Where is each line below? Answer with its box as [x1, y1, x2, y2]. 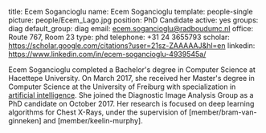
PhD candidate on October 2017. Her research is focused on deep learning [8, 99, 255, 108]
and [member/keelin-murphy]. [43, 116, 143, 125]
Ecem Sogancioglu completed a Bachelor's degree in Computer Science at [8, 65, 256, 75]
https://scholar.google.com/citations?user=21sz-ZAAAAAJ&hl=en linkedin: [8, 41, 256, 50]
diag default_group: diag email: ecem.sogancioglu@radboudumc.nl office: [8, 24, 254, 33]
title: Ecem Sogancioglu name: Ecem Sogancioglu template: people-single [8, 7, 253, 16]
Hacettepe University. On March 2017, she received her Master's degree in [8, 74, 256, 83]
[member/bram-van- [188, 107, 257, 117]
